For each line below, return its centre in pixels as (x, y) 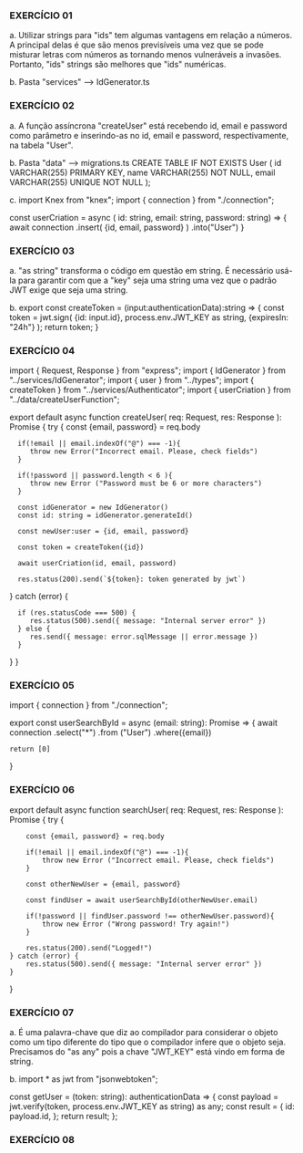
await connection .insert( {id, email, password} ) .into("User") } (127, 227)
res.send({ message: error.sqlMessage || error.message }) (144, 637)
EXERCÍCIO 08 (42, 1140)
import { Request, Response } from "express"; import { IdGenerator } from (148, 370)
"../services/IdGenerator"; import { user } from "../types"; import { (132, 380)
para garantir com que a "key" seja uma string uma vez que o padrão (147, 280)
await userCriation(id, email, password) (97, 564)
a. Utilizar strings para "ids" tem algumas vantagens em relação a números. (151, 36)
